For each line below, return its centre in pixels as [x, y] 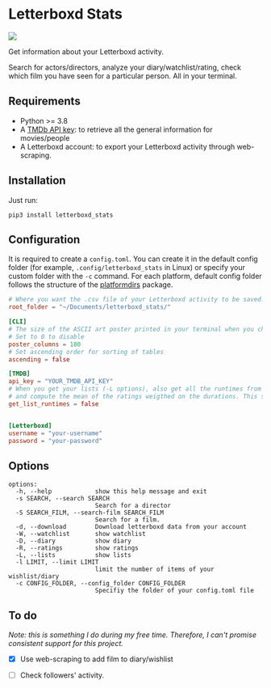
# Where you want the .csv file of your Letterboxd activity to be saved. [137, 300]
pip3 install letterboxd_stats [61, 215]
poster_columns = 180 [45, 344]
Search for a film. [127, 520]
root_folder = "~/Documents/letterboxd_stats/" [90, 307]
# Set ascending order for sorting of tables [86, 352]
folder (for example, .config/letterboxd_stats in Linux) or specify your [127, 268]
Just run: [23, 200]
